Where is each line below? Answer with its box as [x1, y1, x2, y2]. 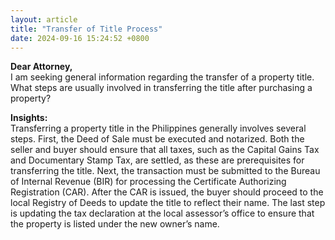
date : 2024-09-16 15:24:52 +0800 [10, 33, 150, 43]
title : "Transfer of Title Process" [10, 24, 163, 34]
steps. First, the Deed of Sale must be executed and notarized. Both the [10, 133, 305, 145]
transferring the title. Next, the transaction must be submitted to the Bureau [10, 165, 321, 177]
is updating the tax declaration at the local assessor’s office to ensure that [10, 207, 315, 220]
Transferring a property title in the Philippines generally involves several [10, 122, 307, 135]
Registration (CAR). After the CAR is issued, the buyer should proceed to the [10, 186, 324, 198]
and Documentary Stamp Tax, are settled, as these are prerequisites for [10, 154, 305, 166]
